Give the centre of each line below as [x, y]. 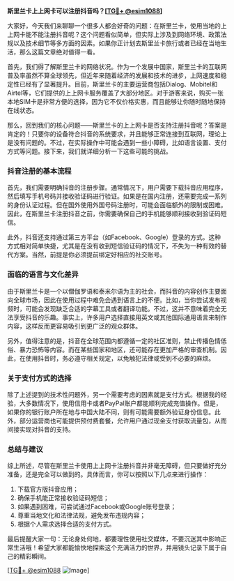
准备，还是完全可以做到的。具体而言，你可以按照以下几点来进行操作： [108, 474]
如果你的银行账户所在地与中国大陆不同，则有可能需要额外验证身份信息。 [111, 412]
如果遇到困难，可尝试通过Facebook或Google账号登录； [97, 507]
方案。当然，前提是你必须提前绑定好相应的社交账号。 [89, 255]
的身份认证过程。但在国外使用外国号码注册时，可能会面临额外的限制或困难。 [117, 205]
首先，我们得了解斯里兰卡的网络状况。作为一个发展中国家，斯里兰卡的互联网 [117, 67]
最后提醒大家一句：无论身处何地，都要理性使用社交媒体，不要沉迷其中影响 [114, 539]
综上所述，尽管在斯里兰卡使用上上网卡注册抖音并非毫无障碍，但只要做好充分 [117, 466]
